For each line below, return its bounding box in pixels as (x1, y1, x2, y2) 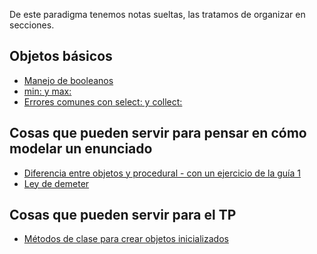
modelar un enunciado (9, 140, 153, 158)
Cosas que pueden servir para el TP (9, 207, 237, 224)
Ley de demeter (23, 177, 90, 189)
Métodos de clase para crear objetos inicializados (23, 233, 229, 245)
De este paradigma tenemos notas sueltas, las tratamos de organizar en (9, 9, 306, 20)
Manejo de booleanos (23, 74, 114, 86)
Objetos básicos (9, 48, 113, 65)
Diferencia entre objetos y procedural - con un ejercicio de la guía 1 (23, 167, 301, 179)
